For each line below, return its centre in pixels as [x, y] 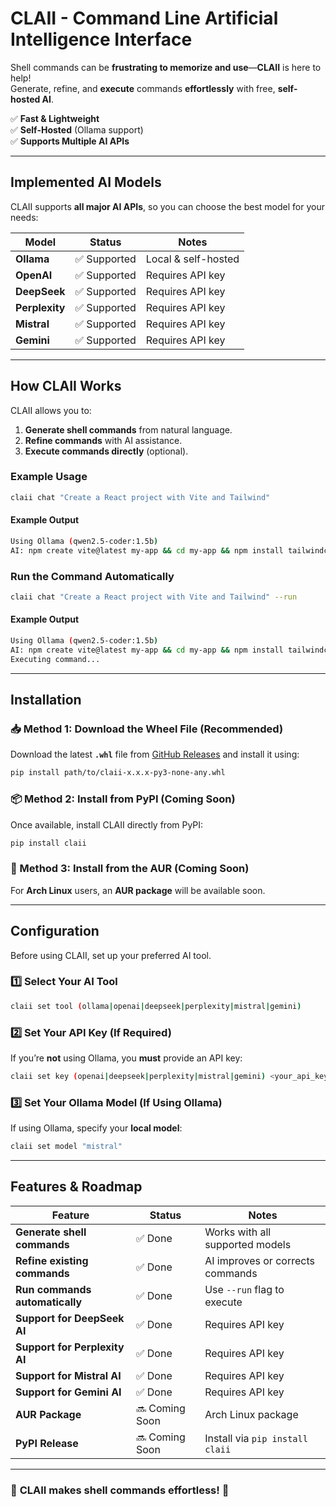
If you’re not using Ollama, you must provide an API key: [126, 1058]
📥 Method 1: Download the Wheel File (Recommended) [147, 729]
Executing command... [55, 659]
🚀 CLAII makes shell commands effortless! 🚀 [120, 1490]
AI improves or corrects [259, 1260]
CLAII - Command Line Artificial [144, 18]
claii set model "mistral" [66, 1147]
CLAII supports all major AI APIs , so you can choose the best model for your [167, 206]
